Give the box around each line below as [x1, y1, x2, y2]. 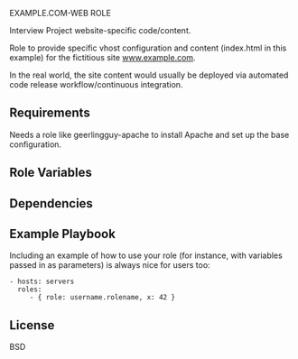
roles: [17, 285, 42, 294]
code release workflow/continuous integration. [9, 79, 183, 89]
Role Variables [9, 165, 92, 180]
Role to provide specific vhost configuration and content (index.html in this [9, 42, 287, 53]
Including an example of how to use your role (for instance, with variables [9, 250, 283, 261]
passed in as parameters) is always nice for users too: [9, 260, 210, 271]
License [9, 318, 55, 333]
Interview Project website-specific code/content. [9, 25, 191, 35]
